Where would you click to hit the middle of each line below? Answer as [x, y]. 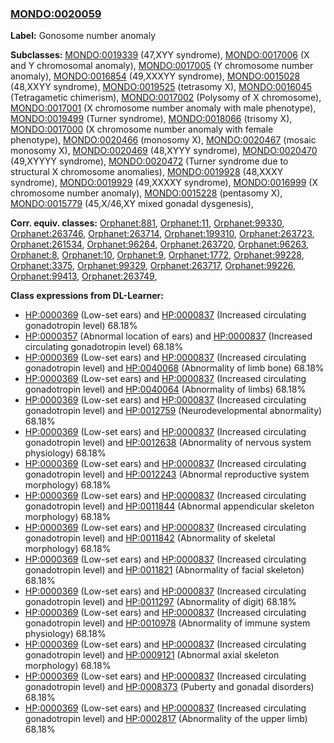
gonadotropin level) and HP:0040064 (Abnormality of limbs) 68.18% [165, 389]
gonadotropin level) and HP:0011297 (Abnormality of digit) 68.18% [160, 602]
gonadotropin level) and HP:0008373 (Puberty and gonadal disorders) [169, 687]
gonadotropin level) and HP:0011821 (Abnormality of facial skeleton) [164, 570]
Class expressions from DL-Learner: [87, 296]
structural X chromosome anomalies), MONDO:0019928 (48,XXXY [147, 172]
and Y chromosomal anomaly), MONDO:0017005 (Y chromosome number [162, 66]
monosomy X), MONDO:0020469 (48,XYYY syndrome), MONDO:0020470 [164, 151]
